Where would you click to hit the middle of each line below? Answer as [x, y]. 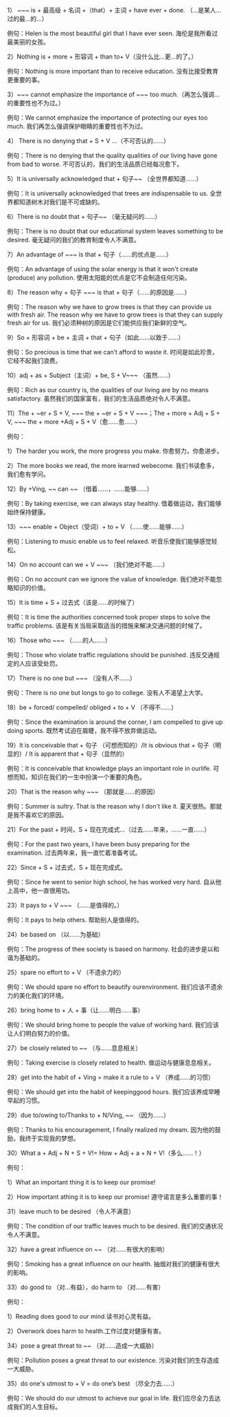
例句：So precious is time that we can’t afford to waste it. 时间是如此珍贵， [113, 352]
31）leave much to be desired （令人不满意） [71, 1211]
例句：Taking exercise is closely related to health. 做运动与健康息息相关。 [111, 1063]
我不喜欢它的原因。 [40, 815]
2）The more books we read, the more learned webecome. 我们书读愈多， [113, 466]
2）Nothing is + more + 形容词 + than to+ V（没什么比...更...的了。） [102, 56]
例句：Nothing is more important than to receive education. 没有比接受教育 [113, 71]
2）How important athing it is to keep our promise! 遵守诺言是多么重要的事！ [115, 1197]
